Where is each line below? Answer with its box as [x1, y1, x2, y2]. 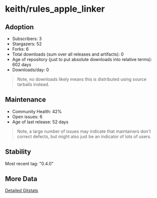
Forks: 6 [12, 46, 29, 52]
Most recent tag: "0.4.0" [5, 160, 54, 166]
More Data [5, 175, 38, 183]
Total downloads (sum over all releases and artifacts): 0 [12, 51, 124, 57]
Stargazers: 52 [12, 41, 42, 47]
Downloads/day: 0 [12, 67, 49, 73]
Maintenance [5, 96, 46, 104]
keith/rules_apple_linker [5, 3, 105, 15]
